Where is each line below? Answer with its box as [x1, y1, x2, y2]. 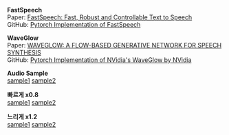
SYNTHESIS [7, 48, 41, 56]
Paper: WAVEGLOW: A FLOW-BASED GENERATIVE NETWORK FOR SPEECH [7, 41, 222, 49]
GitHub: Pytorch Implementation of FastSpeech [7, 21, 141, 28]
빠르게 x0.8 [7, 91, 39, 98]
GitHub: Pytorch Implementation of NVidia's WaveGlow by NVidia [7, 56, 192, 64]
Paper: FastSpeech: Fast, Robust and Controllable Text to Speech [7, 13, 193, 21]
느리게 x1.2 [7, 113, 38, 121]
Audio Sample [7, 69, 48, 77]
